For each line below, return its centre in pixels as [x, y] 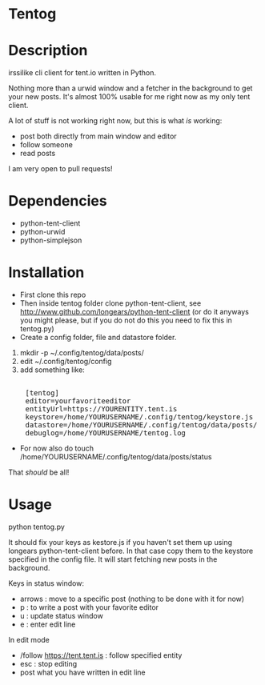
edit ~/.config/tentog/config [66, 361]
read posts [38, 154]
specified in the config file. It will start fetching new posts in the [113, 559]
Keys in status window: [46, 583]
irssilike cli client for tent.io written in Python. [82, 73]
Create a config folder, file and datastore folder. [98, 337]
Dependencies [58, 201]
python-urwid [42, 232]
